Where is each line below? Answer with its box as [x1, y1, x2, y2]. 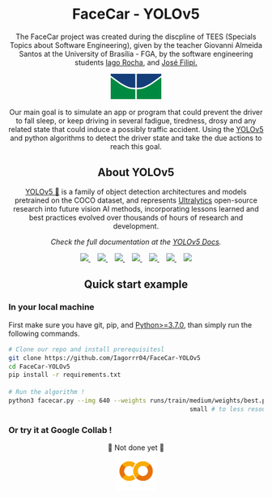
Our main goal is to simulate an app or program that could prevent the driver [9, 107, 263, 118]
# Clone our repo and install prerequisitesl [8, 345, 164, 353]
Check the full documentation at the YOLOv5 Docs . [50, 237, 222, 247]
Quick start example [83, 277, 189, 291]
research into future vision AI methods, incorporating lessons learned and [13, 204, 259, 214]
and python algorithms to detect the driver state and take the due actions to [10, 133, 262, 143]
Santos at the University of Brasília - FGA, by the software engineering [19, 49, 253, 58]
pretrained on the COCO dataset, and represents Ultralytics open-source [15, 195, 257, 205]
